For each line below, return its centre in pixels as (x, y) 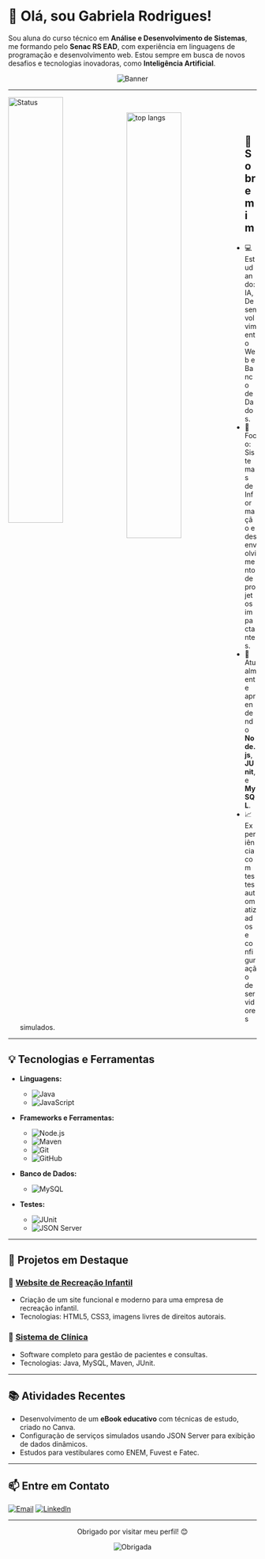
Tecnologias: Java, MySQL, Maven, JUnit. (87, 1363)
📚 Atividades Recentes (67, 1396)
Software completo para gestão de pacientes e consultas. (114, 1354)
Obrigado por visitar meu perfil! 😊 (132, 1532)
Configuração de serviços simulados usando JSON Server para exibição (137, 1436)
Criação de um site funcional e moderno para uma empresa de (121, 1300)
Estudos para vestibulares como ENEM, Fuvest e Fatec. (109, 1453)
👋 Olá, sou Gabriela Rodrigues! (110, 16)
